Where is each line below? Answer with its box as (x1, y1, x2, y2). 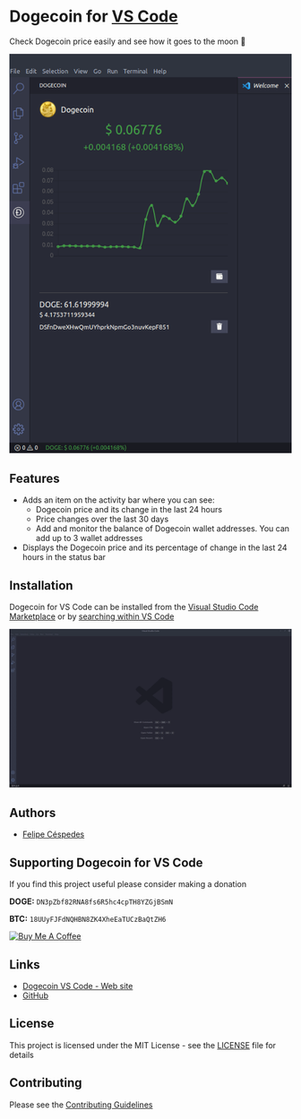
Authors (9, 805, 56, 821)
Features (9, 470, 60, 486)
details (9, 1049, 34, 1060)
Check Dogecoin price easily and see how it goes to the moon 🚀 (9, 36, 246, 47)
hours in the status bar (21, 552, 106, 563)
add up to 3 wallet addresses (35, 533, 143, 544)
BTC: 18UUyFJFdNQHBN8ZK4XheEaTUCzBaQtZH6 (9, 914, 167, 925)
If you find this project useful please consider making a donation (9, 879, 247, 890)
